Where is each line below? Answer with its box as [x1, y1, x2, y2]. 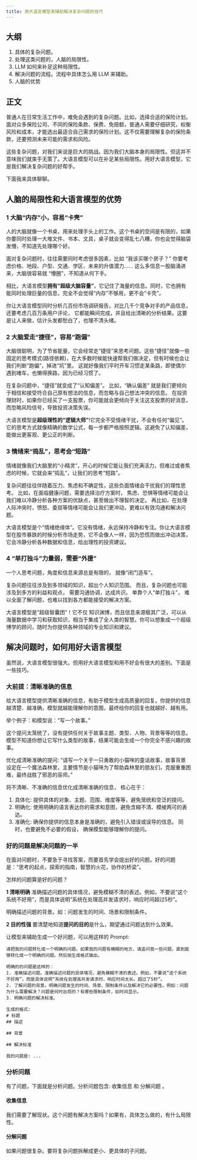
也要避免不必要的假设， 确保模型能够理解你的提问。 [25, 825, 150, 832]
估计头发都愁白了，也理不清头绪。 [36, 316, 119, 324]
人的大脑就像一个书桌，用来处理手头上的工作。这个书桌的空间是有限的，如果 [6, 228, 191, 235]
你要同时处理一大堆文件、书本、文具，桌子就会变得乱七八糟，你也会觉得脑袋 [6, 235, 191, 242]
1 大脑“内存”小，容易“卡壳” [6, 213, 83, 221]
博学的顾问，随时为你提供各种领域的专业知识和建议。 [6, 623, 135, 630]
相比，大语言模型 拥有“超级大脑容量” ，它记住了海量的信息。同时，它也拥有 [6, 282, 186, 289]
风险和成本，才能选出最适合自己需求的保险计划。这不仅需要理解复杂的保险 [6, 128, 186, 135]
